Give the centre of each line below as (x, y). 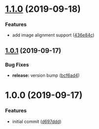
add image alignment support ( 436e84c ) (53, 35)
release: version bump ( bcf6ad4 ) (46, 75)
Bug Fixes (17, 64)
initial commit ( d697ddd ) (37, 121)
